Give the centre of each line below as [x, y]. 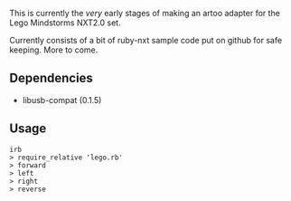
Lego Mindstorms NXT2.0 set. [65, 23]
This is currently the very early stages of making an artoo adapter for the [145, 13]
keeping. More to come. [54, 50]
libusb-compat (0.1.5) [62, 100]
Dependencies [51, 78]
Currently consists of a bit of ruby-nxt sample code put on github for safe [146, 40]
